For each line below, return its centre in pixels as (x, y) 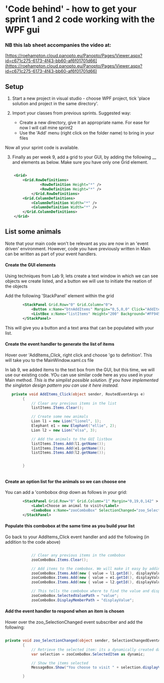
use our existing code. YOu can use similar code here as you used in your (79, 375)
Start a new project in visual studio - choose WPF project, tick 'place (81, 98)
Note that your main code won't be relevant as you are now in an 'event (77, 243)
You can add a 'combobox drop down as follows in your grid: (66, 492)
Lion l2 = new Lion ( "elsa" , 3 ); (64, 430)
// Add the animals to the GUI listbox (72, 439)
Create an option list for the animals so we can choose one (65, 481)
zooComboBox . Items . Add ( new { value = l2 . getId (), (82, 582)
